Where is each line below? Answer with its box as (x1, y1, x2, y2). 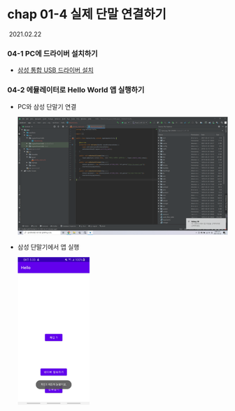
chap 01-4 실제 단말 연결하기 (7, 6, 166, 22)
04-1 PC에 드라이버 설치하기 (7, 48, 98, 58)
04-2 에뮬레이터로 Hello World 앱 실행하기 (7, 85, 145, 95)
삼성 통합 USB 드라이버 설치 (17, 66, 94, 74)
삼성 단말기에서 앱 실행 (17, 243, 80, 251)
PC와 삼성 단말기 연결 (17, 102, 77, 110)
